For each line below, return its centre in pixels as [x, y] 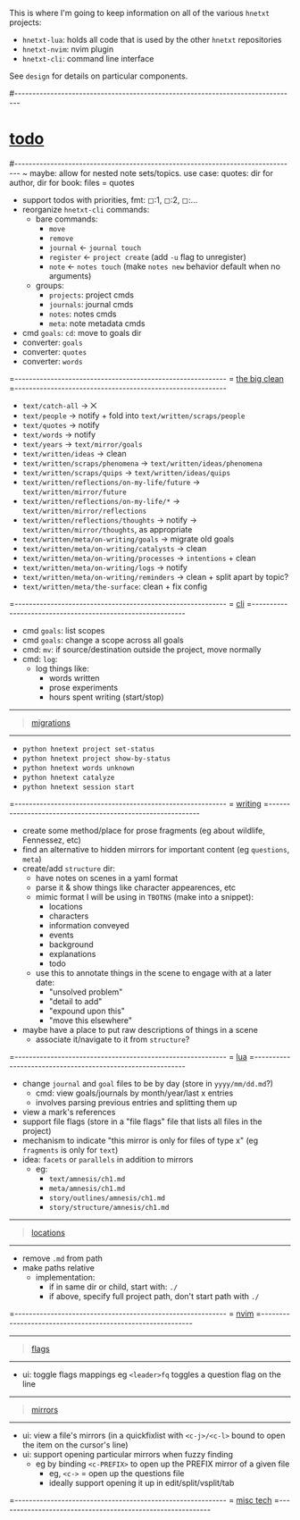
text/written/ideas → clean [74, 453]
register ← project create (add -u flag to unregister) [148, 256]
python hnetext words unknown [79, 768]
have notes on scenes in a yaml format [107, 878]
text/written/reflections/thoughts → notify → [110, 520]
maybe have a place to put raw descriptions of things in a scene [140, 1029]
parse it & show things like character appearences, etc [136, 887]
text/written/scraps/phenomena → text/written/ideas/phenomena [142, 463]
